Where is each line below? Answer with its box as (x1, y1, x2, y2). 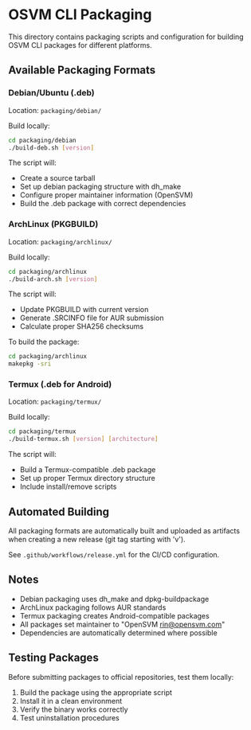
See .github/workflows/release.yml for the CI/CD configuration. (8, 550, 220, 560)
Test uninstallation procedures (19, 712, 120, 722)
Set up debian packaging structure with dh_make (19, 182, 182, 192)
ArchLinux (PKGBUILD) (8, 219, 99, 230)
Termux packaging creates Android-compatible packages (19, 611, 210, 620)
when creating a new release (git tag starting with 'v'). (8, 535, 186, 545)
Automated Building (8, 505, 110, 518)
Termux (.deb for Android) (8, 379, 112, 390)
